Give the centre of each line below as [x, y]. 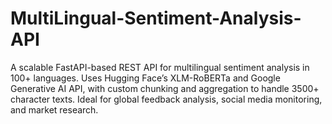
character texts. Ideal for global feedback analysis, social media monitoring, [166, 99]
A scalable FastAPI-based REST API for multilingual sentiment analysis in [160, 67]
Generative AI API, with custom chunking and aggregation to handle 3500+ [165, 88]
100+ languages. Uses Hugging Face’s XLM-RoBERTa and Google [145, 78]
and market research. [54, 109]
